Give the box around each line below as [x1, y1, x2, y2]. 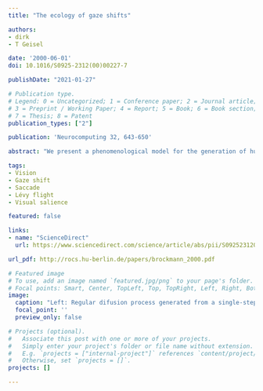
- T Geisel [8, 40, 44, 48]
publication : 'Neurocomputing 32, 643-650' [8, 133, 153, 141]
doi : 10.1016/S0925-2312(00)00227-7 [8, 62, 128, 70]
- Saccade [8, 184, 41, 192]
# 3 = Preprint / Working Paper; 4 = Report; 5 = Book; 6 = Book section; [8, 104, 258, 112]
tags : [8, 162, 26, 170]
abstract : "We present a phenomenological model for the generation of [8, 148, 247, 155]
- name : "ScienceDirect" [8, 234, 89, 242]
